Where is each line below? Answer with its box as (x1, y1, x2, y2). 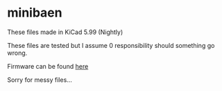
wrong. (7, 49, 28, 57)
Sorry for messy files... (7, 75, 73, 84)
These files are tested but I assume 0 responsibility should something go (7, 41, 215, 49)
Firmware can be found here (7, 62, 89, 70)
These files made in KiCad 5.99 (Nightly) (7, 28, 123, 36)
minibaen (7, 5, 62, 21)
